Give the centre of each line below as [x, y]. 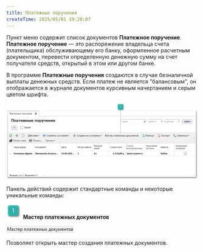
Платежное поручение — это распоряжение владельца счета [88, 44]
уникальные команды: [35, 196]
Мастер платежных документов [66, 217]
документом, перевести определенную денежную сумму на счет [92, 56]
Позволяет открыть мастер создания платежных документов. [87, 243]
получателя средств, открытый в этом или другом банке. [81, 63]
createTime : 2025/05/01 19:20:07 [49, 19]
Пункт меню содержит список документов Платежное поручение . [94, 37]
